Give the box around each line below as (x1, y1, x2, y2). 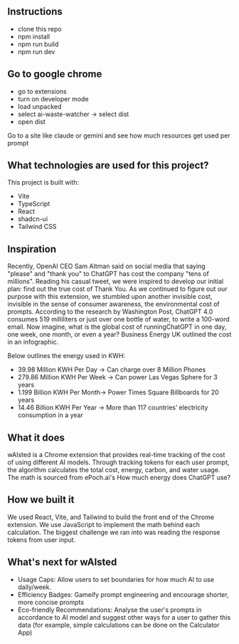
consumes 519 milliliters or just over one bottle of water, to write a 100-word (7, 315, 230, 324)
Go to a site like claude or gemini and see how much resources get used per (7, 131, 230, 140)
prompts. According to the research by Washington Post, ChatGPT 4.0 (7, 307, 213, 316)
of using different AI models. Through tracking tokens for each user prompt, (7, 458, 230, 466)
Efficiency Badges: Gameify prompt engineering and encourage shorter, (17, 590, 229, 598)
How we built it (7, 494, 75, 506)
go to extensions (17, 87, 67, 96)
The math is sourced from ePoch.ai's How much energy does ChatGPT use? (7, 474, 231, 482)
